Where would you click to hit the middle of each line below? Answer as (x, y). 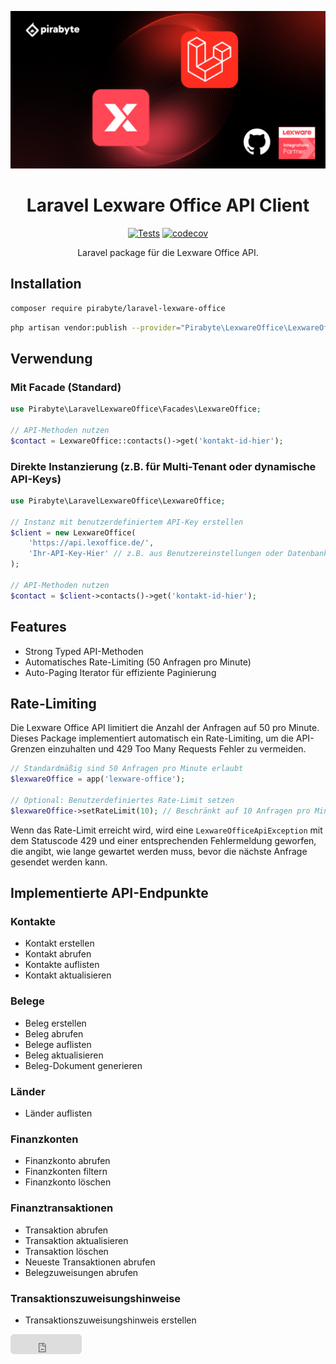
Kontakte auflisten (62, 965)
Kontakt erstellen (59, 943)
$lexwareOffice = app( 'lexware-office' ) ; (98, 779)
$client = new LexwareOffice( (73, 532)
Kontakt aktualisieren (68, 975)
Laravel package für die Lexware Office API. (168, 252)
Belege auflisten (58, 1044)
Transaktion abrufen (66, 1230)
